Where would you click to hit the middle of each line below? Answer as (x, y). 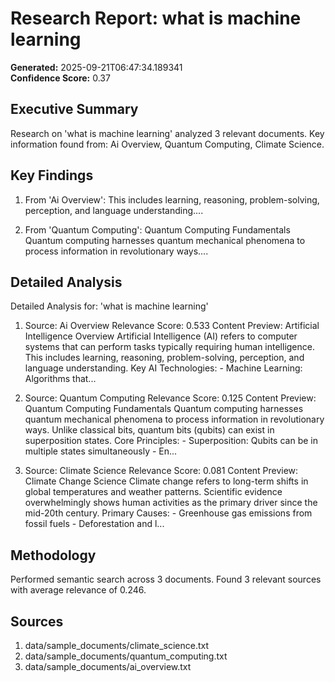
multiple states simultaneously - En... (101, 451)
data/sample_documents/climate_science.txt (117, 645)
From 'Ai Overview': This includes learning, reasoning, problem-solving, (172, 199)
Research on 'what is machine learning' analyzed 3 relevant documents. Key (167, 133)
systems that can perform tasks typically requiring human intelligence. (169, 347)
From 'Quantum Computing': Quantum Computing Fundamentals (157, 229)
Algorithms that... (60, 379)
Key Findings (52, 175)
